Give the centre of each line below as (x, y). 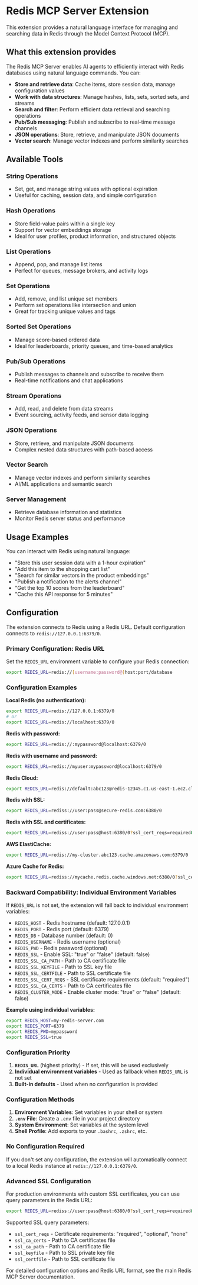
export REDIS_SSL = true (34, 1037)
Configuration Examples (42, 687)
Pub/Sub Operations (36, 361)
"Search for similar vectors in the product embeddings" (82, 575)
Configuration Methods (40, 1099)
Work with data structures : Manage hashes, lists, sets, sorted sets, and (102, 96)
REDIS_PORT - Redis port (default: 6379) (62, 929)
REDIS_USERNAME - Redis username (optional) (68, 942)
